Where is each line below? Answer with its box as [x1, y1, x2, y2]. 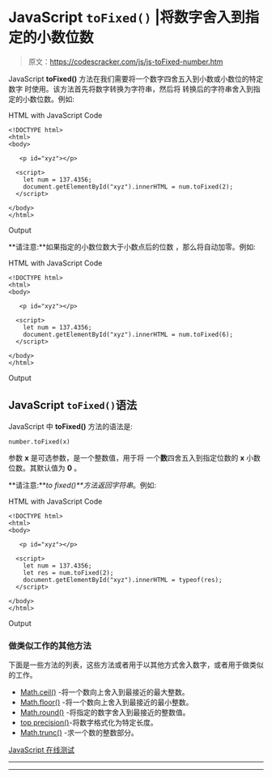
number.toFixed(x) [8, 437, 70, 446]
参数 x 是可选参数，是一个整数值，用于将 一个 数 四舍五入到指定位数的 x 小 [8, 453, 253, 462]
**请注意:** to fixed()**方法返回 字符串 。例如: [8, 480, 156, 490]
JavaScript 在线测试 [8, 745, 75, 755]
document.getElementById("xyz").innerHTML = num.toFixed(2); [23, 182, 233, 191]
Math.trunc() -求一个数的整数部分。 [19, 728, 139, 738]
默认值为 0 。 [36, 463, 82, 473]
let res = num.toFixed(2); [23, 568, 114, 576]
